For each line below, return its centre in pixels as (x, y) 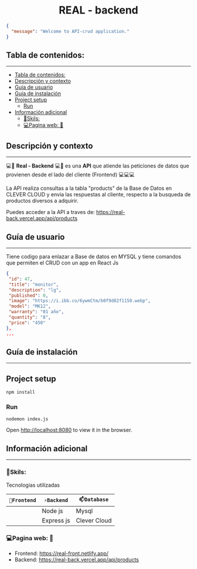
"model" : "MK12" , (30, 306)
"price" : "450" (27, 323)
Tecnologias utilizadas (33, 485)
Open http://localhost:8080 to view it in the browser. (69, 430)
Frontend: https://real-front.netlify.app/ (62, 553)
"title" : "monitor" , (34, 284)
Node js (52, 511)
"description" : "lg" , (35, 290)
